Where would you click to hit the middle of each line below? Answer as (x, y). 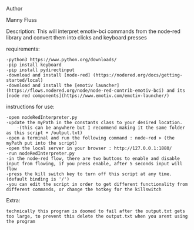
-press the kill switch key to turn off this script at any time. (89, 174)
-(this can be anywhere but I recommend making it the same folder (101, 128)
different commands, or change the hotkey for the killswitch (84, 189)
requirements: (23, 49)
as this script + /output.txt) (44, 133)
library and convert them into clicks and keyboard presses (76, 37)
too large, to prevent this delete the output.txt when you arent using (97, 216)
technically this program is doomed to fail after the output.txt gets (96, 211)
